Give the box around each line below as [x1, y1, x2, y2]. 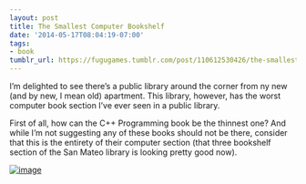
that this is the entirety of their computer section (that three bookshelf [9, 138, 271, 148]
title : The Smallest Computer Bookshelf [9, 22, 166, 31]
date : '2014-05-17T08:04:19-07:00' [9, 30, 145, 39]
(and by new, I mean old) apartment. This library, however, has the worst [9, 90, 281, 101]
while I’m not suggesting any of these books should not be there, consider [9, 128, 289, 138]
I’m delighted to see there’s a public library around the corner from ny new [9, 81, 288, 91]
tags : [9, 38, 30, 48]
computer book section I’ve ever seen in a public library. [9, 100, 220, 110]
